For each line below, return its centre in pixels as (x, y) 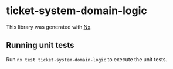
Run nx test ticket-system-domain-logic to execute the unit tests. (87, 59)
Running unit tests (40, 45)
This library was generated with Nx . (49, 27)
